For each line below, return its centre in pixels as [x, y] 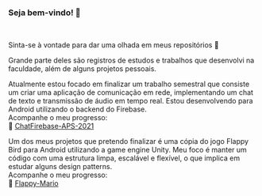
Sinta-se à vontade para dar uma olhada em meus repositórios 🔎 [114, 45]
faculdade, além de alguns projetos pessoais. [83, 69]
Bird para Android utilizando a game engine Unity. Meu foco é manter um [128, 150]
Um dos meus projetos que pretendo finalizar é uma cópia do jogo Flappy [128, 141]
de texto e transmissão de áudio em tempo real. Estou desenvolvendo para [131, 101]
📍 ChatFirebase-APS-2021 [51, 126]
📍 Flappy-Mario [33, 183]
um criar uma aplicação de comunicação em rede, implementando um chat [131, 92]
